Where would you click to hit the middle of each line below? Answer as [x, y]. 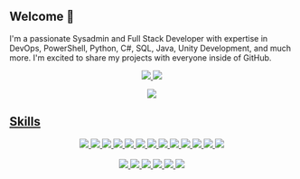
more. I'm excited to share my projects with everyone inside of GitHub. [141, 57]
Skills [25, 122]
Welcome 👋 [42, 17]
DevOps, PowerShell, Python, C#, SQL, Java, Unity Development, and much [150, 48]
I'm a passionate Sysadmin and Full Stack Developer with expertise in [139, 38]
